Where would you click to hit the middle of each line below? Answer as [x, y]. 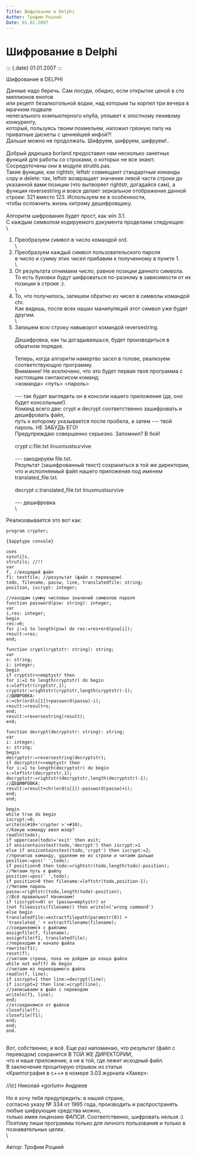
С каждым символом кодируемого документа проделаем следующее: [96, 222]
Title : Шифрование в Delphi [41, 11]
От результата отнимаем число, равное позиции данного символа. [99, 271]
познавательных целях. [36, 1129]
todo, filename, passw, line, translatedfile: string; [75, 583]
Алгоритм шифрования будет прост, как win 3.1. [66, 216]
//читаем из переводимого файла [46, 969]
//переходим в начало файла [41, 943]
